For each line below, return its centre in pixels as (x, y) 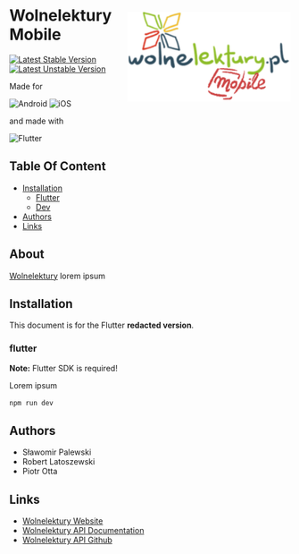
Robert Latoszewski (58, 462)
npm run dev (31, 403)
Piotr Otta (40, 472)
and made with (37, 121)
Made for (26, 86)
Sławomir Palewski (57, 452)
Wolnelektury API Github (67, 540)
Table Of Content (58, 166)
